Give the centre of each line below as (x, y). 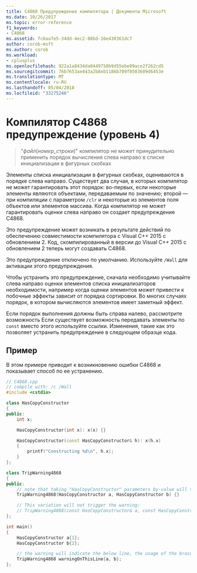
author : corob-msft (30, 45)
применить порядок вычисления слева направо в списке (92, 157)
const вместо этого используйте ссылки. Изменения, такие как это (90, 326)
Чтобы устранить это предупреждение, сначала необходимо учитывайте (98, 277)
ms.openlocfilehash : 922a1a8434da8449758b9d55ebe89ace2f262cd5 (85, 66)
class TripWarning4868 (34, 473)
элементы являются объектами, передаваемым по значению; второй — (97, 193)
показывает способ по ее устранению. (55, 371)
